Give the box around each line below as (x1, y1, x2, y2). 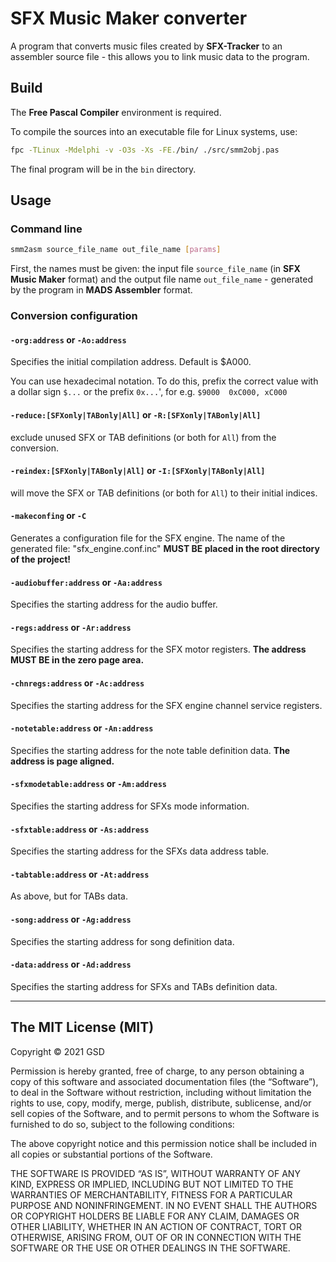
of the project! (10, 553, 72, 565)
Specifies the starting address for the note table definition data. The (10, 744, 291, 756)
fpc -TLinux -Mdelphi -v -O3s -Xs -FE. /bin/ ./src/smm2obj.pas (10, 145, 280, 155)
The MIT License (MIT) (10, 1019, 155, 1036)
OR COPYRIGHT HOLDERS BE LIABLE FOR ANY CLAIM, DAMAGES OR (10, 1210, 300, 1222)
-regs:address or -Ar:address (10, 621, 132, 633)
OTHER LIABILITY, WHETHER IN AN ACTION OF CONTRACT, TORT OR (10, 1220, 302, 1232)
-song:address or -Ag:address (10, 913, 132, 925)
